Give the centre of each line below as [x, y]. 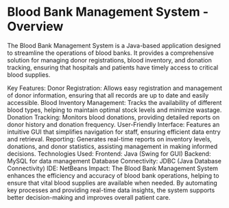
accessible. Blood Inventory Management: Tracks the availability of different [114, 102]
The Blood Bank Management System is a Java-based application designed [114, 45]
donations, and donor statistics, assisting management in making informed [112, 146]
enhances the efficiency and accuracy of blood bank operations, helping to [113, 175]
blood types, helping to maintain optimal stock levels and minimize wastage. [114, 110]
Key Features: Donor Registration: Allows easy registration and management [115, 88]
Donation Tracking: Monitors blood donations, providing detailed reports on [113, 117]
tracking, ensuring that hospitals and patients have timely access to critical [113, 67]
